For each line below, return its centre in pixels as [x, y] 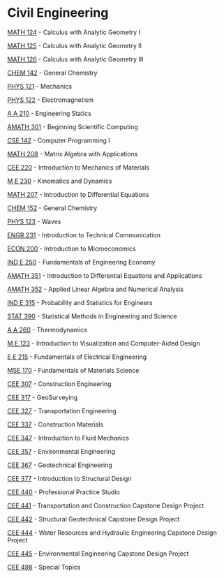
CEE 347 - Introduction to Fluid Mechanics [68, 438]
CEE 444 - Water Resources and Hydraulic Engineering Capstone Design [112, 533]
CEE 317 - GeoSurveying [43, 397]
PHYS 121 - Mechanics [40, 86]
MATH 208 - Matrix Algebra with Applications [73, 154]
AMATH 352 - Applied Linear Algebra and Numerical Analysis [95, 289]
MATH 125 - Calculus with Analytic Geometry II [74, 45]
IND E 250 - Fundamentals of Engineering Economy [81, 262]
